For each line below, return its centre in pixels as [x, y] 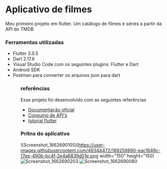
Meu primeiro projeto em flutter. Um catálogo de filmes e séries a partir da [84, 24]
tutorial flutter [43, 120]
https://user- [91, 145]
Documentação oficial [51, 110]
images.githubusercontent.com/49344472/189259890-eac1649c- [90, 150]
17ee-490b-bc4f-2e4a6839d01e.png [59, 156]
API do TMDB [20, 29]
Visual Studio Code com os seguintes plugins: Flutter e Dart [76, 65]
